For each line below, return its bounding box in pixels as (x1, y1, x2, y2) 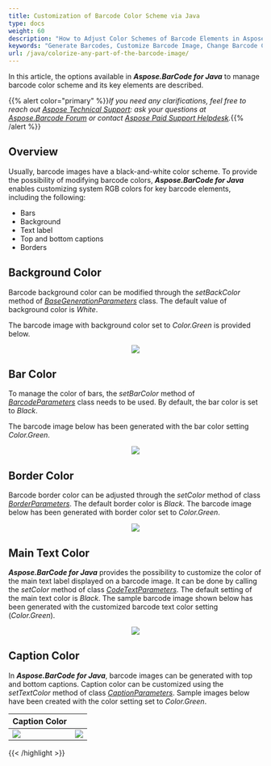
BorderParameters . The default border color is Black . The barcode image (8, 499, 252, 509)
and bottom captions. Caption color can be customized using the (8, 679, 224, 688)
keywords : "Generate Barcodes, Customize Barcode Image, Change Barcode (8, 42, 258, 50)
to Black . (8, 406, 38, 416)
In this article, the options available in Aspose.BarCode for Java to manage (8, 72, 260, 81)
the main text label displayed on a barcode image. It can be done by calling (8, 576, 258, 586)
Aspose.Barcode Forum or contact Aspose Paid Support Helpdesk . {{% (8, 113, 244, 122)
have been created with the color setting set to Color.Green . (8, 696, 207, 706)
